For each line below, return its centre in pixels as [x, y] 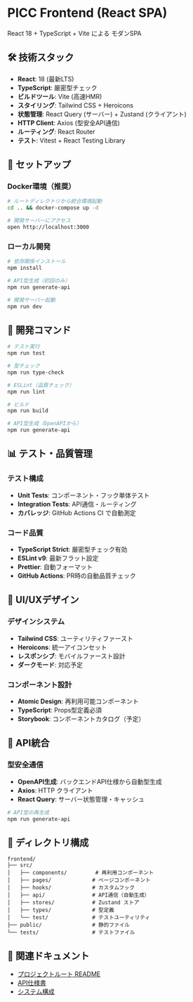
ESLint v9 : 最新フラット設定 [58, 558]
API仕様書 [32, 983]
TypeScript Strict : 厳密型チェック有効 [72, 549]
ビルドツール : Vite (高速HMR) [60, 96]
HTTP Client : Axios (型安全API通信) [69, 123]
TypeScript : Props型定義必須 [60, 710]
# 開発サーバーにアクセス [39, 221]
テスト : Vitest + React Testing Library [71, 140]
